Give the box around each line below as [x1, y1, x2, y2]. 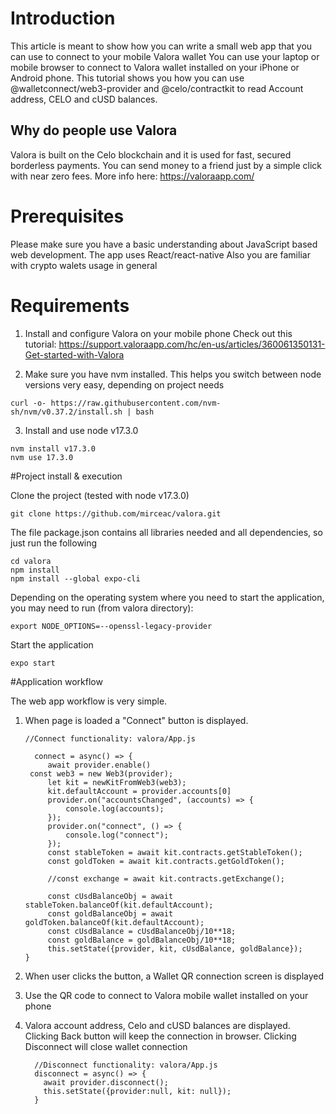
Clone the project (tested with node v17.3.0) [10, 489, 190, 501]
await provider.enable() [47, 760, 152, 770]
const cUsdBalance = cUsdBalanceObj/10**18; [47, 926, 237, 936]
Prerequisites [10, 205, 125, 227]
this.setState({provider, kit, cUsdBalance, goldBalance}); [47, 943, 303, 954]
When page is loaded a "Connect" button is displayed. [24, 714, 249, 726]
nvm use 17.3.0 [10, 452, 74, 462]
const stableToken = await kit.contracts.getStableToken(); [47, 847, 303, 857]
